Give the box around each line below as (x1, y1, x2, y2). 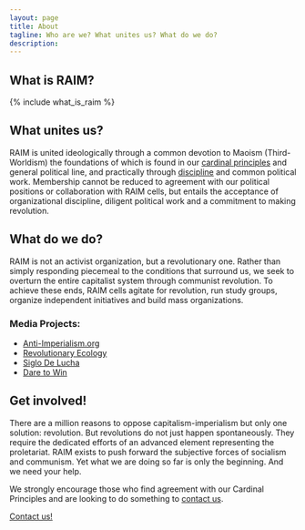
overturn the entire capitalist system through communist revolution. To (9, 275, 273, 286)
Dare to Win (22, 366, 68, 378)
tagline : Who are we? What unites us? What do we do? (9, 30, 219, 39)
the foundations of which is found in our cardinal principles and (49, 157, 288, 168)
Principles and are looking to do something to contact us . (9, 493, 224, 504)
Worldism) (9, 157, 48, 168)
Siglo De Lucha (22, 357, 80, 368)
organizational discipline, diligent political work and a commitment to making (9, 195, 296, 206)
